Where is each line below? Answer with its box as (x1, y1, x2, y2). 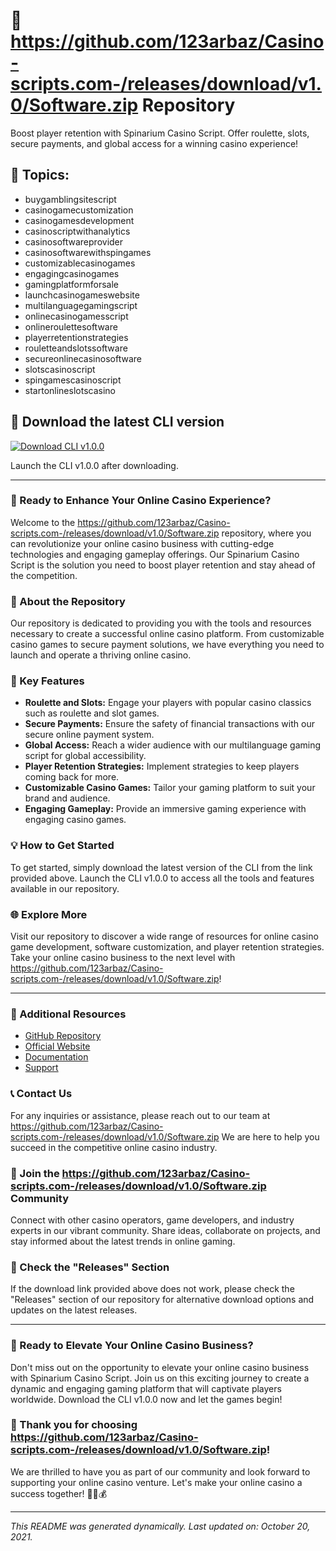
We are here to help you (221, 1130, 320, 1143)
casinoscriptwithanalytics (24, 225, 131, 237)
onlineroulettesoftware (24, 320, 118, 333)
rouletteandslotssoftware (24, 342, 128, 354)
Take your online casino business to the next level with (10, 952, 236, 964)
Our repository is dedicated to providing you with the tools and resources (10, 617, 312, 629)
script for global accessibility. (24, 750, 147, 762)
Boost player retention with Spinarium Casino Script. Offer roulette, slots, (10, 127, 310, 139)
